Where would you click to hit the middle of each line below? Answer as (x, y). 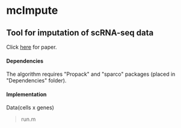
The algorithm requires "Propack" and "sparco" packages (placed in (91, 74)
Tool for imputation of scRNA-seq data (80, 33)
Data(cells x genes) (30, 108)
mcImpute (32, 11)
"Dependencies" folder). (36, 81)
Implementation (26, 94)
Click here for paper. (32, 47)
